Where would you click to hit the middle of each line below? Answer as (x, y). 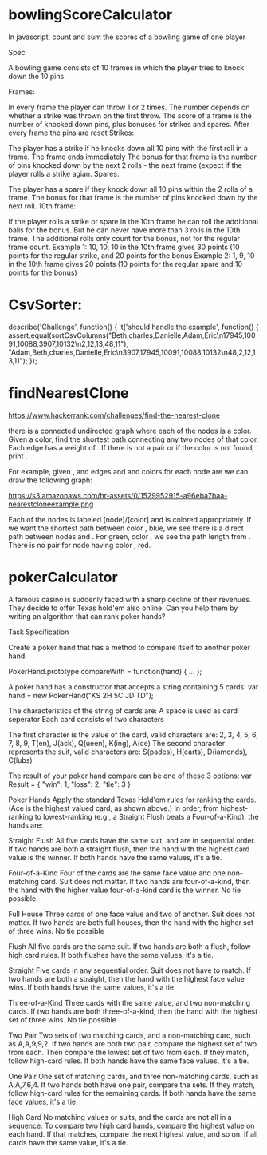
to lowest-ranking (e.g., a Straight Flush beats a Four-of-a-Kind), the (147, 816)
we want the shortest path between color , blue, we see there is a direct (126, 528)
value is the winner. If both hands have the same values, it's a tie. (115, 857)
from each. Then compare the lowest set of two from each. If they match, (129, 1052)
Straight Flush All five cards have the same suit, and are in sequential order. (132, 840)
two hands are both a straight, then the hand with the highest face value (126, 978)
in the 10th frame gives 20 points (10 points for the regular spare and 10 (126, 264)
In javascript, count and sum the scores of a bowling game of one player (127, 37)
